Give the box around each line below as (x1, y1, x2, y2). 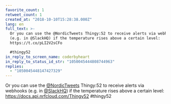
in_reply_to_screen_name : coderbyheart (5, 54, 90, 59)
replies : (5, 64, 24, 69)
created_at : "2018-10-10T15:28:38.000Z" (5, 17, 93, 22)
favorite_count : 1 (5, 7, 44, 13)
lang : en (5, 21, 24, 27)
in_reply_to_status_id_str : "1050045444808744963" (5, 59, 115, 64)
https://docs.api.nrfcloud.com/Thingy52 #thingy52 (5, 93, 112, 99)
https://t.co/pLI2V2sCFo (10, 41, 63, 46)
